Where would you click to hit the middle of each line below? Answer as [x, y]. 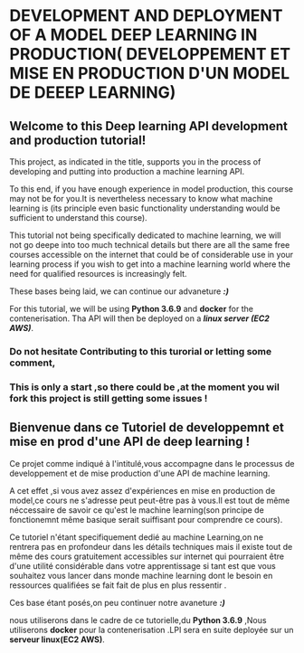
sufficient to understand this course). [78, 218]
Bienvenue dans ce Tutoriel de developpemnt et [147, 427]
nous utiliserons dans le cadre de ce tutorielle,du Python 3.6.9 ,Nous [138, 620]
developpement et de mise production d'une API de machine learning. [140, 473]
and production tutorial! [78, 140]
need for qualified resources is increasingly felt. [98, 274]
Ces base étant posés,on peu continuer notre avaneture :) [118, 602]
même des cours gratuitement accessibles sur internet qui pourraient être [147, 556]
